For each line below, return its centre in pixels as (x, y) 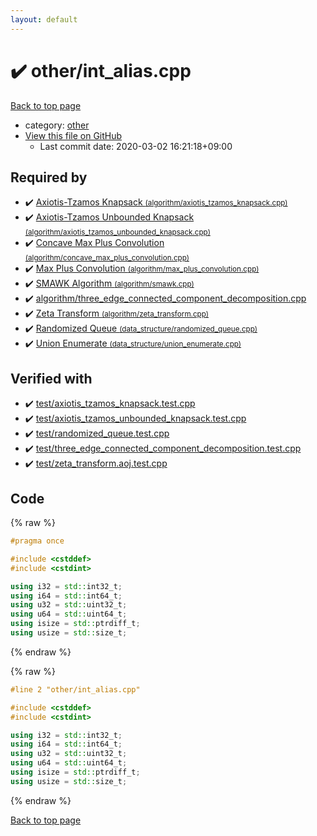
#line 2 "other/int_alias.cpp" (75, 689)
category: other (57, 125)
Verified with (51, 378)
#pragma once (37, 541)
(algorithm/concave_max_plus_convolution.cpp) (107, 258)
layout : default (44, 19)
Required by (49, 177)
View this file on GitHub (73, 135)
